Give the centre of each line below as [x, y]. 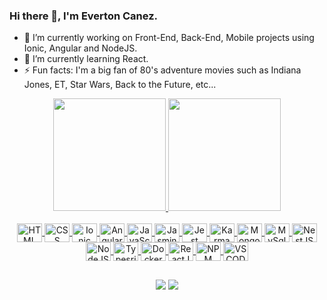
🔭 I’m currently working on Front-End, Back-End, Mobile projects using [169, 38]
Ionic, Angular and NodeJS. [80, 48]
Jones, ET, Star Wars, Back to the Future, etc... [120, 85]
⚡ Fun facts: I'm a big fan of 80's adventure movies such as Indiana [162, 70]
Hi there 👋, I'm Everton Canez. [84, 16]
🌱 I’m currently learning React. [86, 59]
